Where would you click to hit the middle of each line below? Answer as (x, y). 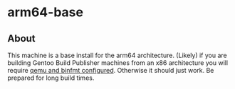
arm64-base (46, 12)
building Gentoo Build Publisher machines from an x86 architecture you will (118, 63)
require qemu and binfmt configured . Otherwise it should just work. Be (111, 70)
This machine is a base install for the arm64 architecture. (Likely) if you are (117, 55)
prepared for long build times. (51, 78)
